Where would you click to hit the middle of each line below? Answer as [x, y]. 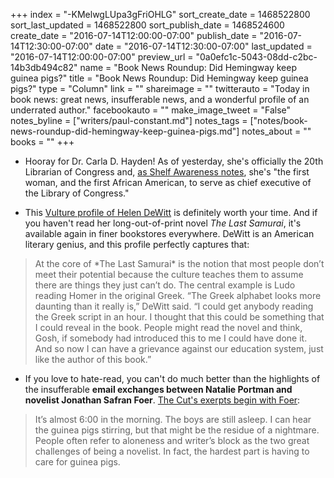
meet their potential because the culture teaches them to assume [169, 274]
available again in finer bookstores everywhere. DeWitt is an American [169, 233]
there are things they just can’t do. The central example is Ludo [165, 285]
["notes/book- [278, 120]
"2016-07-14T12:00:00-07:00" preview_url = [102, 57]
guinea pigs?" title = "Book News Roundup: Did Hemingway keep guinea [159, 78]
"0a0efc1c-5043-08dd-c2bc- [256, 57]
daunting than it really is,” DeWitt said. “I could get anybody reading [174, 306]
